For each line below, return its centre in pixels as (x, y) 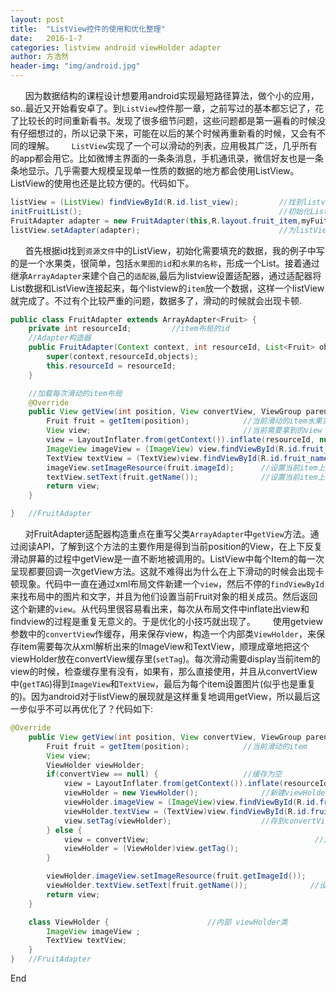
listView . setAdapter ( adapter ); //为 (153, 230)
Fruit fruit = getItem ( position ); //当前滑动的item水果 (184, 421)
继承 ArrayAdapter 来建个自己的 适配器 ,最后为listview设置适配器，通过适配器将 (166, 275)
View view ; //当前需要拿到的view (184, 431)
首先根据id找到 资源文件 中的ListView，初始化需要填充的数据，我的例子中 (170, 250)
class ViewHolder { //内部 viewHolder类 (158, 922)
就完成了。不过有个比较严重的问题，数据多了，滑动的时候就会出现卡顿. (156, 300)
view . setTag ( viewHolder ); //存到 (174, 821)
